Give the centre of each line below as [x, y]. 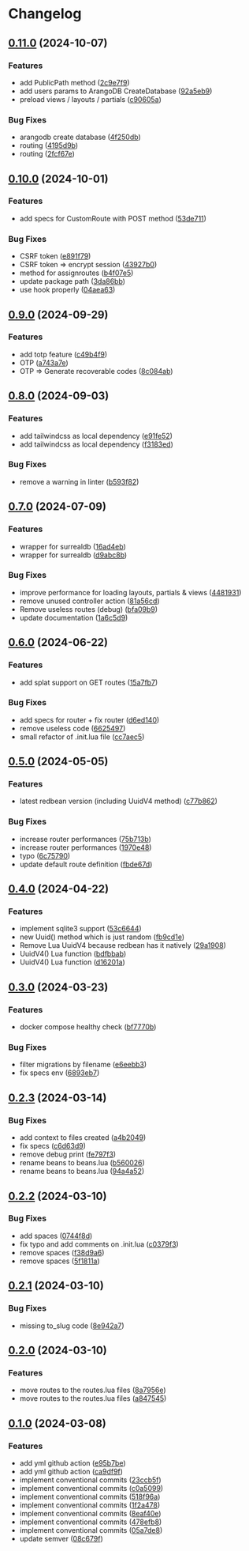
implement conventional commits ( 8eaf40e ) [90, 1513]
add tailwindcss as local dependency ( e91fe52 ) [96, 436]
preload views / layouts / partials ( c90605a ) [90, 99]
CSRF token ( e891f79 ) [55, 256]
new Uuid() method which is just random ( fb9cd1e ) [102, 937]
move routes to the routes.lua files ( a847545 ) [93, 1398]
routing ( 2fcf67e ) [47, 154]
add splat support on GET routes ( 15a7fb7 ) [89, 682]
